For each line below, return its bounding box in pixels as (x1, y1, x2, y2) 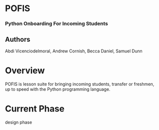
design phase (5, 119, 32, 125)
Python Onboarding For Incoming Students (5, 20, 108, 27)
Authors (5, 35, 31, 44)
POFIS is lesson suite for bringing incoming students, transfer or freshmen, (5, 81, 155, 87)
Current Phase (5, 103, 64, 114)
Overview (5, 65, 45, 76)
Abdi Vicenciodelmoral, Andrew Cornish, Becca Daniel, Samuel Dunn (5, 48, 143, 54)
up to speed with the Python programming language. (5, 86, 111, 92)
